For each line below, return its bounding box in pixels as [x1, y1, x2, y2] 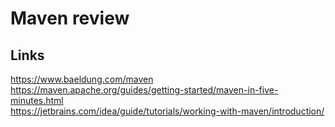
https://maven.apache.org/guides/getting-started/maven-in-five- [10, 84, 279, 96]
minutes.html [10, 95, 64, 106]
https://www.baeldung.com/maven [10, 73, 154, 85]
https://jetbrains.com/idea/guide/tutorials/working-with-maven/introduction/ [10, 105, 325, 117]
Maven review [10, 7, 130, 30]
